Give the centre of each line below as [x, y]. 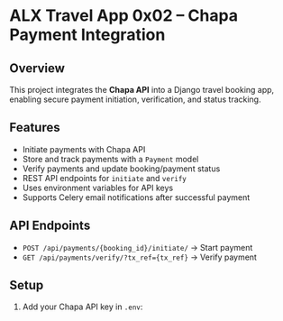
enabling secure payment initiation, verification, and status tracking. [135, 99]
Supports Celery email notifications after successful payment [136, 197]
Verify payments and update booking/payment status [121, 169]
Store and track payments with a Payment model [110, 159]
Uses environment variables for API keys [98, 188]
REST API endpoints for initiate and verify [105, 178]
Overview [37, 68]
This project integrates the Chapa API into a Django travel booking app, [142, 90]
